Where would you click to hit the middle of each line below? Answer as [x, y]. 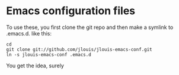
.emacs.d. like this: [29, 33]
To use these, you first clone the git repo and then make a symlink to [90, 27]
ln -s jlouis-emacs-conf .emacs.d [49, 54]
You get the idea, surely [35, 66]
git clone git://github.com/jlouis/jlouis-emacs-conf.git [79, 49]
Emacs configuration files [71, 11]
